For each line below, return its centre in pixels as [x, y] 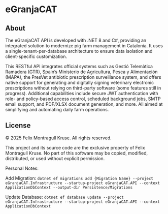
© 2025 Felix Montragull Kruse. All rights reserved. [58, 138]
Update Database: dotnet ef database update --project [65, 197]
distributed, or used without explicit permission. [55, 158]
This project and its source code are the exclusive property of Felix [75, 147]
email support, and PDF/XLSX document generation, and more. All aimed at [84, 104]
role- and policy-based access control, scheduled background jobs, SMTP [83, 99]
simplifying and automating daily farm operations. [57, 110]
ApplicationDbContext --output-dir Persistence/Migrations [69, 187]
